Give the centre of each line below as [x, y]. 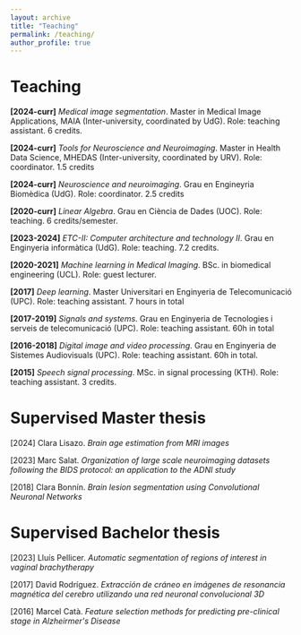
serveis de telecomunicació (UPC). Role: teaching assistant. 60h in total [142, 329]
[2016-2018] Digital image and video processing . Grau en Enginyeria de [143, 346]
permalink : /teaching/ [52, 34]
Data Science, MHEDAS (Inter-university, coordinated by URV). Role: [136, 158]
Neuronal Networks [47, 497]
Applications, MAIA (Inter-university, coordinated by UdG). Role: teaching [145, 121]
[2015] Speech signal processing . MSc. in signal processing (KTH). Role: [145, 373]
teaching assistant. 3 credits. [64, 382]
